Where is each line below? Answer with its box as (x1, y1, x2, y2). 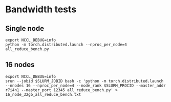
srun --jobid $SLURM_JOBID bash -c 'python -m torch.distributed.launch (5, 78, 164, 84)
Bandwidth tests (5, 4, 77, 15)
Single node (5, 24, 45, 33)
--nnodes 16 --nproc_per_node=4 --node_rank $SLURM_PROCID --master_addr (5, 83, 166, 88)
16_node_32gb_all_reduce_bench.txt (5, 92, 81, 97)
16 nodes (5, 60, 35, 69)
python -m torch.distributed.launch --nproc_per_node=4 (5, 42, 127, 47)
